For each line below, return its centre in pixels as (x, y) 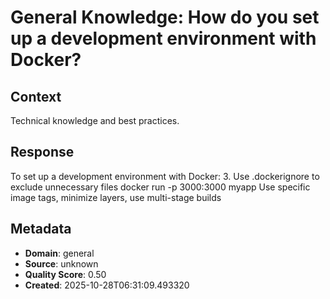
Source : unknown (61, 263)
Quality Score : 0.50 (65, 274)
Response (42, 152)
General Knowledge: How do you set (165, 17)
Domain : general (59, 253)
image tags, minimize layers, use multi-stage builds (116, 197)
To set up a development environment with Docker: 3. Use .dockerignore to (165, 176)
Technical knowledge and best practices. (95, 120)
